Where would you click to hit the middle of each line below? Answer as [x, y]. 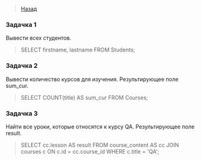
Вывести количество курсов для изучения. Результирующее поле [92, 79]
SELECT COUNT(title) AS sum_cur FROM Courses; [84, 97]
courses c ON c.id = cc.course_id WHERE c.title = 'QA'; [90, 151]
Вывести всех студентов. [38, 38]
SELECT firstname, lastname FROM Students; [78, 50]
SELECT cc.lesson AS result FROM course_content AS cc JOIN [100, 145]
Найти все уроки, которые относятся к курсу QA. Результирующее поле [100, 126]
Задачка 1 [21, 24]
